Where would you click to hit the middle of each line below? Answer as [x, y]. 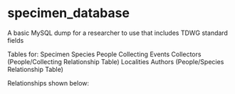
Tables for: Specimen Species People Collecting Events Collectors [104, 54]
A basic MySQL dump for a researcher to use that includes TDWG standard [117, 33]
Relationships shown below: [48, 83]
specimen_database [69, 13]
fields [16, 40]
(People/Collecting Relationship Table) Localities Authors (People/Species [116, 61]
